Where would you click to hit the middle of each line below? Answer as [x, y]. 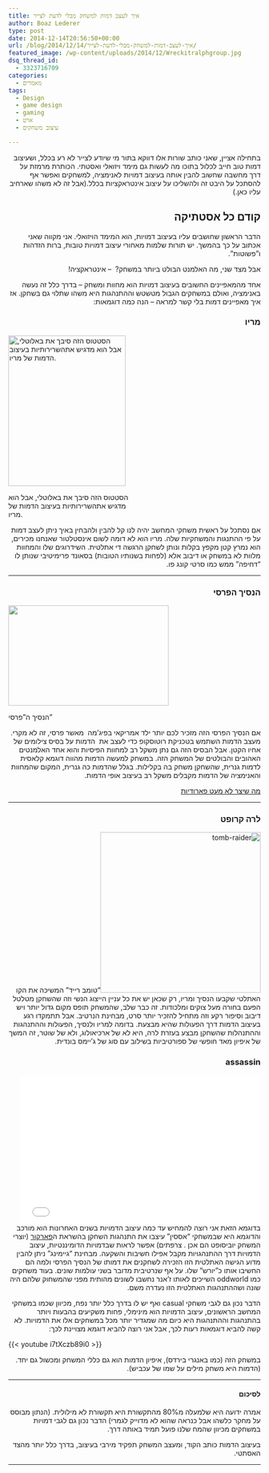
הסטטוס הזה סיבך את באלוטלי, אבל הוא [68, 497]
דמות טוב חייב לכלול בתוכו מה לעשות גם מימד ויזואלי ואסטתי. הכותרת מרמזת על [140, 166]
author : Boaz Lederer [44, 23]
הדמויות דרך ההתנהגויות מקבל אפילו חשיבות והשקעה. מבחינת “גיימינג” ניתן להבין [139, 1253]
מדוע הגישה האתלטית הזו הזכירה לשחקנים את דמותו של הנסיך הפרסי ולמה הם [143, 1262]
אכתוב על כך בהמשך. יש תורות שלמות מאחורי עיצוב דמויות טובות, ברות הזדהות [142, 245]
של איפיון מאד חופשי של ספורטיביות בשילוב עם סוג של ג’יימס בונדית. [158, 1041]
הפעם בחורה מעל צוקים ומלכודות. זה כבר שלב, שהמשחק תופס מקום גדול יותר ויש [138, 1007]
